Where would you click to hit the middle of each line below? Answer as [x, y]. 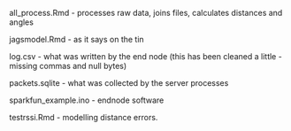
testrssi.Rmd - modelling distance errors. [84, 117]
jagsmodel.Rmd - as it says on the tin [77, 39]
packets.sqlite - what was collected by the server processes [119, 83]
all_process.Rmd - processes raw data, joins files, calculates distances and [146, 13]
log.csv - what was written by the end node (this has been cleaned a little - [146, 56]
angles [21, 22]
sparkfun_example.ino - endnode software [87, 100]
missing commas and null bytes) [68, 66]
